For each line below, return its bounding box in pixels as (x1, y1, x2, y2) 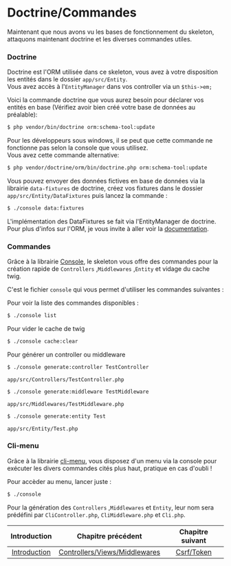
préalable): (7, 110, 38, 119)
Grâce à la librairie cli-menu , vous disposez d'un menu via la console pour (7, 456, 217, 465)
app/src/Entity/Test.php (7, 425, 78, 432)
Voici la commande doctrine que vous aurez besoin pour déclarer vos (7, 96, 204, 104)
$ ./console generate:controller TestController (7, 363, 149, 370)
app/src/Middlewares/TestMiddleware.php (7, 401, 125, 407)
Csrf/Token (175, 547, 212, 556)
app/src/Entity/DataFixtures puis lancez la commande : (7, 191, 168, 199)
